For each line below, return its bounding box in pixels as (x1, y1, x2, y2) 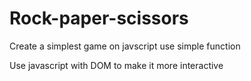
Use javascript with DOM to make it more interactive (9, 59, 224, 71)
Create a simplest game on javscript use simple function (9, 40, 241, 52)
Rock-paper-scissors (9, 7, 189, 30)
